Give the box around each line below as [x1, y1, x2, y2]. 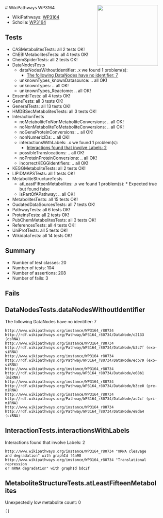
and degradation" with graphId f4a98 [5, 453, 81, 458]
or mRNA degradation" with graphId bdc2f [5, 466, 90, 471]
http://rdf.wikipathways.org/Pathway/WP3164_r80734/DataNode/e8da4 [5, 409, 145, 414]
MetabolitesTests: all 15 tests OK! [12, 196, 78, 202]
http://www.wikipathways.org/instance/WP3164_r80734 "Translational [5, 457, 147, 462]
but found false [19, 186, 50, 192]
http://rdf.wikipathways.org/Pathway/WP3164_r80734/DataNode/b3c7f [5, 345, 145, 350]
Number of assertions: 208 [12, 270, 66, 276]
